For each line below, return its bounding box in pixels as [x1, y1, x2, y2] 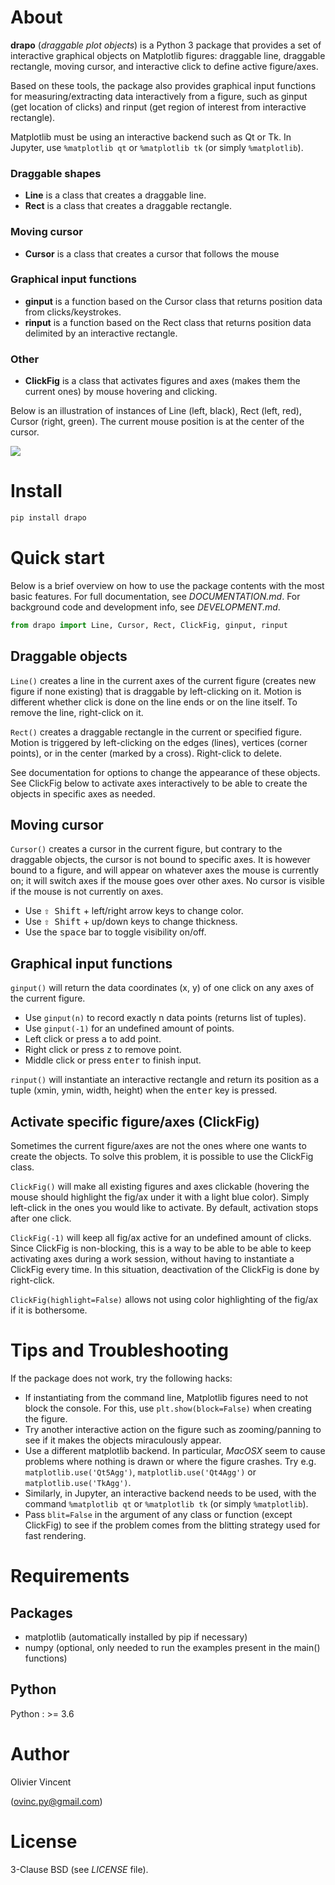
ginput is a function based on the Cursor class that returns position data [24, 295, 323, 307]
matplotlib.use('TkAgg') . [24, 1476, 132, 1488]
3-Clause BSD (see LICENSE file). [10, 1863, 149, 1875]
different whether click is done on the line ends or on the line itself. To [10, 696, 298, 708]
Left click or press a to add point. [24, 1033, 162, 1045]
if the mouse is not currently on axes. [10, 886, 164, 898]
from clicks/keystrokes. [24, 306, 122, 318]
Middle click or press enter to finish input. [24, 1054, 202, 1066]
